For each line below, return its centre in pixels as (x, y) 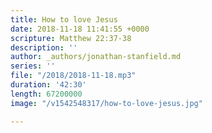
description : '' (44, 47)
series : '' (33, 66)
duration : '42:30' (48, 85)
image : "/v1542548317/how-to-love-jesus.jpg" (106, 103)
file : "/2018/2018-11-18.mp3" (73, 76)
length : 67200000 (46, 94)
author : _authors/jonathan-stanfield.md (96, 57)
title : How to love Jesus (64, 19)
